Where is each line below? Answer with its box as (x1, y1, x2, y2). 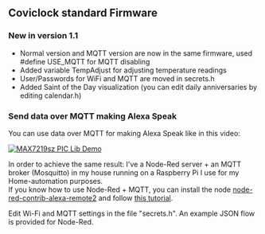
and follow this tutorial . (98, 193, 173, 202)
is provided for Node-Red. (8, 216, 94, 226)
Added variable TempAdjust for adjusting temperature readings (19, 65, 227, 75)
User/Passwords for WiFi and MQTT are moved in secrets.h (19, 73, 215, 83)
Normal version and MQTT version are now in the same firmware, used (19, 48, 253, 58)
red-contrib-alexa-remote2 (8, 193, 97, 202)
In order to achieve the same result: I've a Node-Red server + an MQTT (8, 159, 242, 169)
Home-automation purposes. (8, 176, 103, 185)
